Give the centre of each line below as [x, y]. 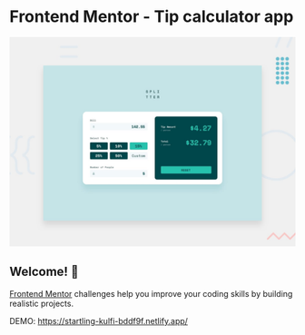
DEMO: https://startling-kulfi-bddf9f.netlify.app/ [99, 320]
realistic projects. [42, 303]
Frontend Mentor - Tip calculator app [152, 17]
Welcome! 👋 [44, 272]
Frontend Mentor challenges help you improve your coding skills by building [151, 293]
